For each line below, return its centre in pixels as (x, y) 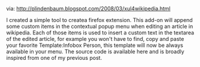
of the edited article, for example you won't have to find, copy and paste (95, 39)
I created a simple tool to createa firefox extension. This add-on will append (99, 20)
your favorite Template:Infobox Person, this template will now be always (95, 45)
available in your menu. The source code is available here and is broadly (95, 52)
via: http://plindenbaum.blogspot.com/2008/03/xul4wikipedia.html (88, 9)
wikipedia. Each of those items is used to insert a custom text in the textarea (100, 33)
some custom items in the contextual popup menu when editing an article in (100, 26)
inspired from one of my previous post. (54, 58)
